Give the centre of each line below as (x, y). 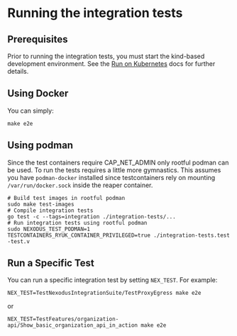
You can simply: (31, 111)
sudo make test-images (41, 204)
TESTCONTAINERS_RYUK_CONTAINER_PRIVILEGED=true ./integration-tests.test (119, 235)
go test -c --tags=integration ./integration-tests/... (92, 217)
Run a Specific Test (51, 263)
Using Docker (38, 94)
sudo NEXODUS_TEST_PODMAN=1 (49, 229)
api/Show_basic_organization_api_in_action (73, 325)
